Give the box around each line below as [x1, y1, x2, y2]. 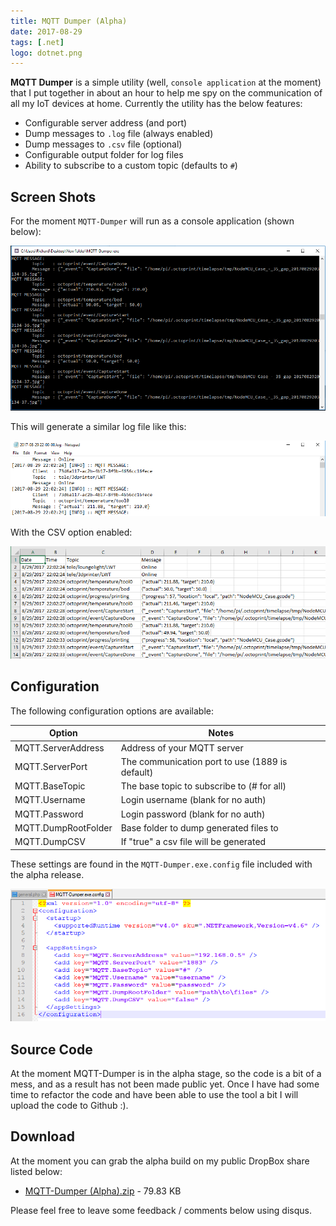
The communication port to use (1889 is [120, 755, 288, 767]
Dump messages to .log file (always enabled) [24, 128, 214, 140]
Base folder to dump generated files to [120, 821, 279, 834]
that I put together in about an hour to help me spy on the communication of [10, 87, 323, 99]
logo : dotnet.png [10, 48, 83, 58]
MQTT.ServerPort [14, 761, 88, 773]
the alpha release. [10, 868, 85, 880]
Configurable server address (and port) [24, 117, 188, 129]
